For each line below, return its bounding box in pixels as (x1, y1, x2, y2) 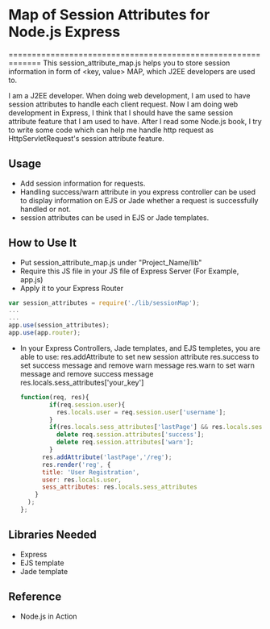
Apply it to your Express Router (19, 283, 123, 293)
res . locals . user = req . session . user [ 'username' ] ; (56, 408, 227, 416)
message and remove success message (19, 369, 154, 378)
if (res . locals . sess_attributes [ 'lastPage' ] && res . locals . (49, 423, 252, 431)
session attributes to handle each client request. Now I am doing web (8, 99, 239, 109)
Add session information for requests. (19, 178, 146, 188)
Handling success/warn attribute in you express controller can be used (19, 187, 256, 197)
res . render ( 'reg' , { (41, 460, 111, 469)
